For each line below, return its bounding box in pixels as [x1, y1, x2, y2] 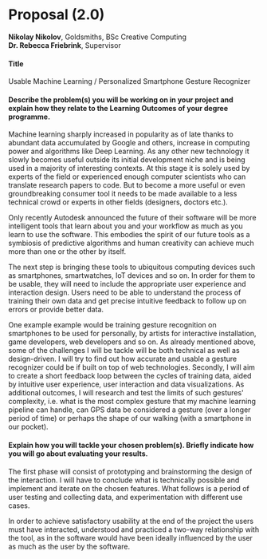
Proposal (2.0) [8, 6, 105, 24]
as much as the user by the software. [8, 541, 131, 551]
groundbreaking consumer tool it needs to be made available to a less [8, 189, 238, 199]
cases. [8, 501, 30, 510]
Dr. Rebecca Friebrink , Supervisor [8, 40, 121, 50]
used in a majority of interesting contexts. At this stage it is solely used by [8, 164, 250, 173]
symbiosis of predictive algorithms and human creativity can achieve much [8, 238, 255, 248]
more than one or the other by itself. [8, 247, 126, 256]
